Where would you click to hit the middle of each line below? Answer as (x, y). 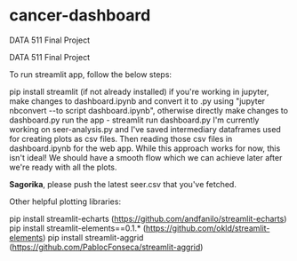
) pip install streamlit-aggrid (93, 237)
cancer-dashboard (80, 16)
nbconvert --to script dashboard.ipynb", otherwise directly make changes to (149, 110)
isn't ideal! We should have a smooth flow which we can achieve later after (146, 157)
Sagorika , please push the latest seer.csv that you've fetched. (123, 184)
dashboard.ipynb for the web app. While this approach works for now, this (145, 148)
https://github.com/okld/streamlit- (208, 228)
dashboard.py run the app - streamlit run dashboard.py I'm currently (134, 120)
